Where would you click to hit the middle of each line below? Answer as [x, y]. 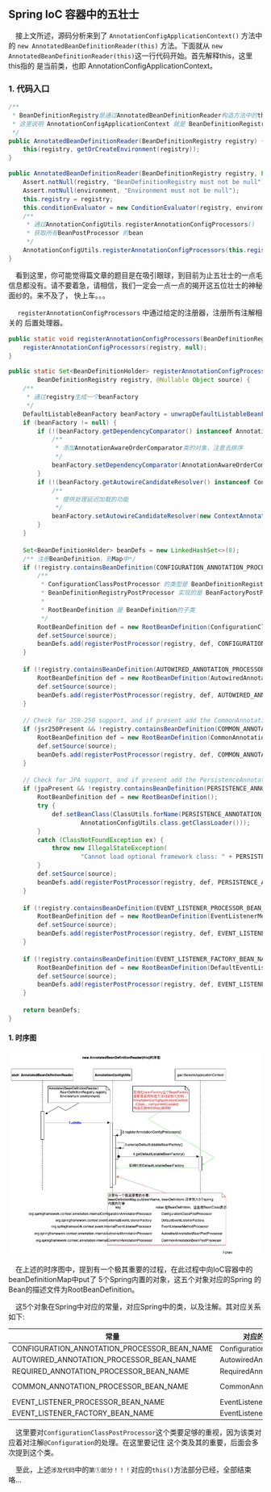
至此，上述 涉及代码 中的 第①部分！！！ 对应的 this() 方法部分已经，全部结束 [133, 1469]
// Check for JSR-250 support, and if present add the [117, 721]
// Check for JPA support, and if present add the [110, 780]
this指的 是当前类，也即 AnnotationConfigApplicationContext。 [113, 65]
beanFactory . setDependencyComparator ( [117, 465]
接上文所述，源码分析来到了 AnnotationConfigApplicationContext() [127, 36]
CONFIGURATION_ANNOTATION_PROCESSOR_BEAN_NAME [113, 1349]
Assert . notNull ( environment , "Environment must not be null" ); [131, 191]
